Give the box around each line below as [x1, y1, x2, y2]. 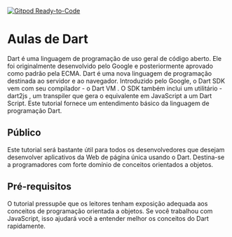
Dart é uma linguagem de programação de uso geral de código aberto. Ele [7, 54, 222, 62]
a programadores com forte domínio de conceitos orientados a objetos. [7, 160, 214, 168]
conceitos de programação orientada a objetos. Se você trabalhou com [7, 207, 213, 215]
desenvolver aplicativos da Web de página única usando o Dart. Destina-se [7, 153, 225, 161]
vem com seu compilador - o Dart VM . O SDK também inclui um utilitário [7, 84, 218, 93]
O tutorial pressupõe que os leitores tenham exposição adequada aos [7, 199, 208, 208]
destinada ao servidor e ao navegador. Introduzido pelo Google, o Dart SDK [7, 76, 226, 85]
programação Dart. [7, 106, 62, 115]
